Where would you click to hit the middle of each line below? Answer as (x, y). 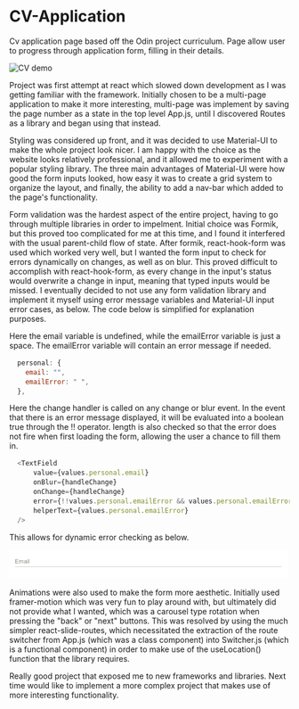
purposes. (28, 318)
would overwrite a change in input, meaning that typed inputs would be (140, 280)
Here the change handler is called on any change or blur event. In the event (148, 408)
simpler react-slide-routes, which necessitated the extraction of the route (144, 631)
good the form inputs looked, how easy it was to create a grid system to (141, 178)
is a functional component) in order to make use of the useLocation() (135, 649)
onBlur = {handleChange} (75, 482)
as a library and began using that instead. (85, 123)
